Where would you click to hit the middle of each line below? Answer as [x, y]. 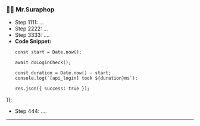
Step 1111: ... [29, 23]
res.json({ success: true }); [52, 89]
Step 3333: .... [32, 35]
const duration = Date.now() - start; [63, 73]
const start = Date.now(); [48, 52]
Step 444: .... [31, 111]
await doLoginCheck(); [43, 63]
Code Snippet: [33, 42]
